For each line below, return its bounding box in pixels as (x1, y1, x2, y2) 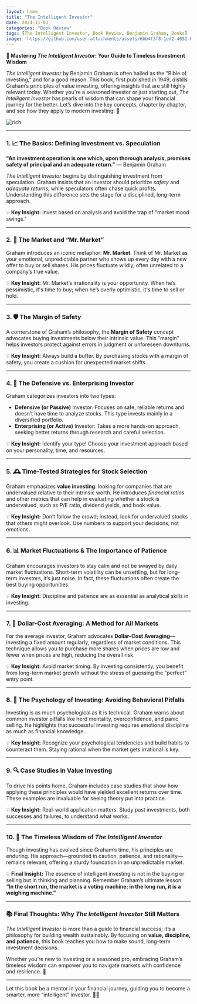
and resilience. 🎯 (6, 968, 47, 975)
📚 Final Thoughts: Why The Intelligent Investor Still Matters (6, 910, 180, 918)
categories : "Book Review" (6, 25, 72, 31)
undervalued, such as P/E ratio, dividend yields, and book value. (6, 501, 161, 509)
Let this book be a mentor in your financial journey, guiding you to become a (6, 985, 191, 992)
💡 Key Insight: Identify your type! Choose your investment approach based (6, 440, 188, 447)
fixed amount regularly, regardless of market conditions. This (33, 639, 181, 646)
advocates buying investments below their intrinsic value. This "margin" (6, 334, 180, 341)
